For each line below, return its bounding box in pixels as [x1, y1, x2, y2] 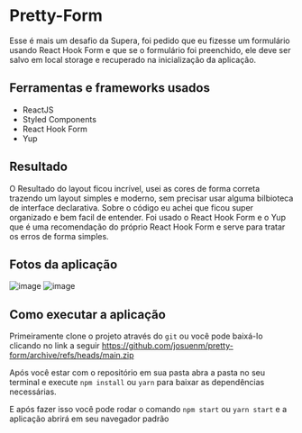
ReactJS [22, 104, 54, 115]
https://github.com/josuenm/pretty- [102, 340, 234, 351]
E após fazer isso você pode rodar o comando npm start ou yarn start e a [9, 404, 288, 415]
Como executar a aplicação [9, 307, 167, 322]
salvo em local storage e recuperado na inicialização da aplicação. [9, 54, 257, 65]
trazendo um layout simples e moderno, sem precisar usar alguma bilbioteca [9, 193, 294, 203]
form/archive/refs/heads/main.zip [9, 350, 134, 361]
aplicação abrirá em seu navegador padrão [9, 413, 169, 424]
